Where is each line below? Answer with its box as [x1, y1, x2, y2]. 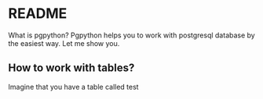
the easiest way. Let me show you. [8, 38, 120, 48]
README [8, 5, 68, 23]
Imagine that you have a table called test [8, 82, 139, 91]
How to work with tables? [8, 62, 135, 75]
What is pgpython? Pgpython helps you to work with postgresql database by [8, 30, 255, 40]
